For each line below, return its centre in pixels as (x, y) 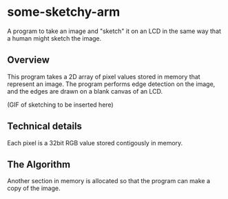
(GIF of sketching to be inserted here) (60, 105)
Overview (29, 60)
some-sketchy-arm (64, 12)
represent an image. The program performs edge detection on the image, (111, 84)
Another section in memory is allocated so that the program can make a (109, 181)
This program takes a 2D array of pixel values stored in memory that (104, 76)
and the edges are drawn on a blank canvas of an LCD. (85, 91)
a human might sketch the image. (54, 38)
